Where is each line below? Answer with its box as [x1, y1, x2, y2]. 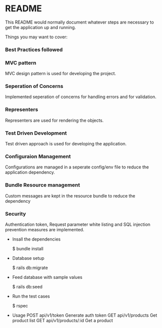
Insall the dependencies [12, 236, 61, 242]
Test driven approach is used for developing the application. [5, 141, 127, 147]
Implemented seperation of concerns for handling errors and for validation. [5, 94, 157, 100]
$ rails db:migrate [12, 265, 48, 271]
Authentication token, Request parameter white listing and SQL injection [5, 221, 151, 227]
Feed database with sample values [12, 274, 82, 280]
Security [5, 210, 26, 217]
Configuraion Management [5, 153, 71, 160]
